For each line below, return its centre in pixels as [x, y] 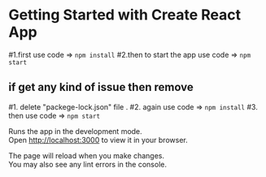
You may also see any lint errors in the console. [87, 164]
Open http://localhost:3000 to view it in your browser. [98, 140]
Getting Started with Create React [125, 15]
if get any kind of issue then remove [101, 87]
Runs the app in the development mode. [75, 131]
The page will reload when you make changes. [87, 155]
